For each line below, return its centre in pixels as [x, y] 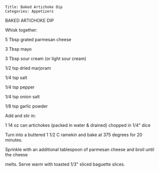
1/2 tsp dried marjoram [28, 68]
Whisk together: [21, 30]
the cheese [16, 155]
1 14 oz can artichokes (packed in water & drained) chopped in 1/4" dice [78, 125]
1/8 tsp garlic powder [27, 106]
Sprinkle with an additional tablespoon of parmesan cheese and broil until [80, 149]
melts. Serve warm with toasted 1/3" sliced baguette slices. [65, 164]
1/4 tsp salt [16, 78]
